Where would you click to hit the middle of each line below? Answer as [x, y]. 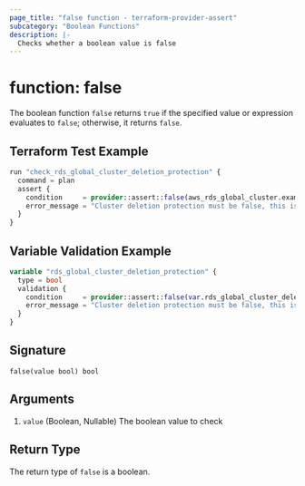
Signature [38, 350]
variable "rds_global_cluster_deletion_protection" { [113, 272]
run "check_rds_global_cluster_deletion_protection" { [115, 172]
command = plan [46, 180]
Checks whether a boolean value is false [97, 43]
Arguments [42, 399]
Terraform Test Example [79, 151]
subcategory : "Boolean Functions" [75, 26]
